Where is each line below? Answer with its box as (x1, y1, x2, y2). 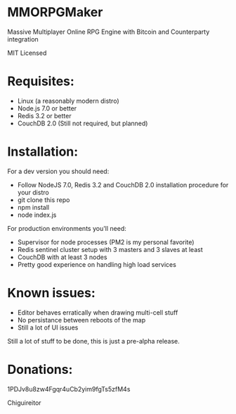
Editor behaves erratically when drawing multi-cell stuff (17, 308, 178, 317)
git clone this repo (17, 195, 70, 204)
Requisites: (7, 73, 75, 89)
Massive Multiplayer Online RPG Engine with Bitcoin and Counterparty (7, 27, 210, 36)
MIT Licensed (7, 49, 47, 57)
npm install (17, 203, 50, 211)
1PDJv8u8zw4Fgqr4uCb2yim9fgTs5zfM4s (7, 384, 131, 393)
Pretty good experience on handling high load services (17, 260, 177, 268)
